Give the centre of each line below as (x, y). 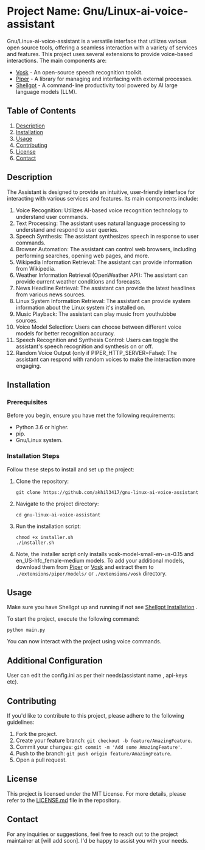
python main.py (26, 630)
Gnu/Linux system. (39, 440)
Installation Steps (33, 456)
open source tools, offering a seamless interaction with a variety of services (102, 48)
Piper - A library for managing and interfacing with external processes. (104, 79)
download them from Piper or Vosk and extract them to (85, 567)
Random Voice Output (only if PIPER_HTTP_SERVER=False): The (96, 352)
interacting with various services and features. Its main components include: (102, 198)
